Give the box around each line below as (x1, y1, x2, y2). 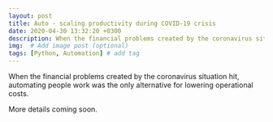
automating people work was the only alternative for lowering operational (8, 80, 253, 90)
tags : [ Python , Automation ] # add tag (8, 49, 140, 57)
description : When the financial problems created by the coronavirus (8, 34, 253, 43)
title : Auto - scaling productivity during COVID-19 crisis (8, 19, 217, 27)
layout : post (8, 11, 53, 20)
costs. (8, 89, 29, 98)
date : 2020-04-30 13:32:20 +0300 (8, 27, 122, 35)
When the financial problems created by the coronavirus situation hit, (8, 72, 240, 81)
